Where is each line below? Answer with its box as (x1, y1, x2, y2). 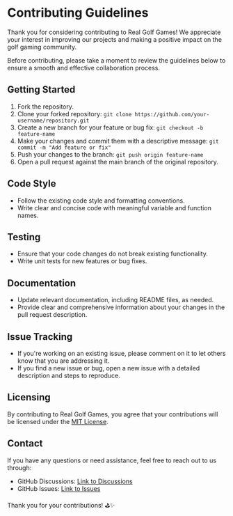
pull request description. (17, 311, 88, 319)
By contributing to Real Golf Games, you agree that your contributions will (7, 409, 218, 419)
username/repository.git (17, 117, 90, 124)
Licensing (7, 391, 51, 403)
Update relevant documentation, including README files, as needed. (17, 296, 214, 304)
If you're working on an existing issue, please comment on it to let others (17, 350, 226, 357)
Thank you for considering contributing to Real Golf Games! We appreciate (7, 28, 221, 36)
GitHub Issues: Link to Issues (17, 484, 101, 492)
